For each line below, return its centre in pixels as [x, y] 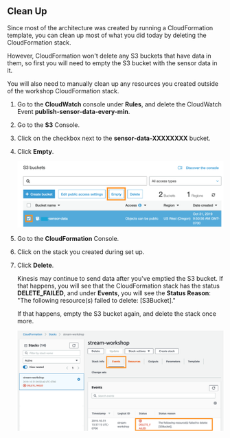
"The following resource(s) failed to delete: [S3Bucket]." [96, 300]
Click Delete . [35, 265]
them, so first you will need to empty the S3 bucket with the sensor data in [112, 63]
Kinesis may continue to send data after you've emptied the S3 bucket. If [120, 278]
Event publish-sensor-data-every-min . [73, 111]
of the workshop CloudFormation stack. [63, 91]
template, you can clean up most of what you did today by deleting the [107, 35]
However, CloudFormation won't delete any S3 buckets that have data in [109, 56]
